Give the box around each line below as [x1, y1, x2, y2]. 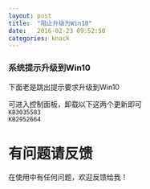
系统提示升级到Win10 [8, 62, 91, 73]
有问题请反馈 [8, 144, 94, 162]
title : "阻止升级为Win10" [8, 19, 92, 27]
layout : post [8, 11, 52, 20]
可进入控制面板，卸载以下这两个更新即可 [8, 99, 142, 109]
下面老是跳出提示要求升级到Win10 [8, 82, 120, 92]
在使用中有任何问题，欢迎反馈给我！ [8, 172, 128, 182]
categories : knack [8, 34, 70, 43]
